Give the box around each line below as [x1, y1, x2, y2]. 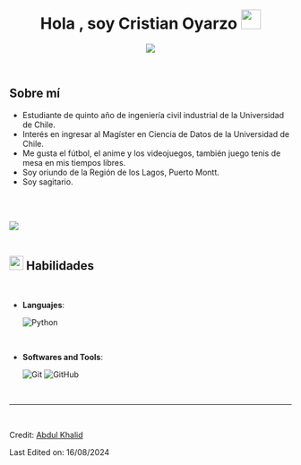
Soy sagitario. [21, 176, 73, 187]
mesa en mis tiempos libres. [21, 157, 126, 168]
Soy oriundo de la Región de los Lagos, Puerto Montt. [21, 167, 219, 177]
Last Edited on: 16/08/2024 [9, 446, 110, 457]
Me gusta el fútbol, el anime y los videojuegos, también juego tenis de [21, 148, 281, 159]
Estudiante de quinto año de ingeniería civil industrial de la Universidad [21, 109, 285, 120]
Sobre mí [9, 86, 61, 101]
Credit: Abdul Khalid [9, 429, 83, 440]
